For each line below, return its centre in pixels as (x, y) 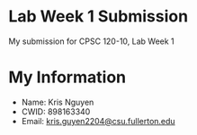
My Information (67, 77)
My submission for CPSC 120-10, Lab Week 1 (91, 41)
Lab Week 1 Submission (98, 17)
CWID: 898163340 (56, 111)
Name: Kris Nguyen (58, 102)
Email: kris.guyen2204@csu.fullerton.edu (98, 121)
